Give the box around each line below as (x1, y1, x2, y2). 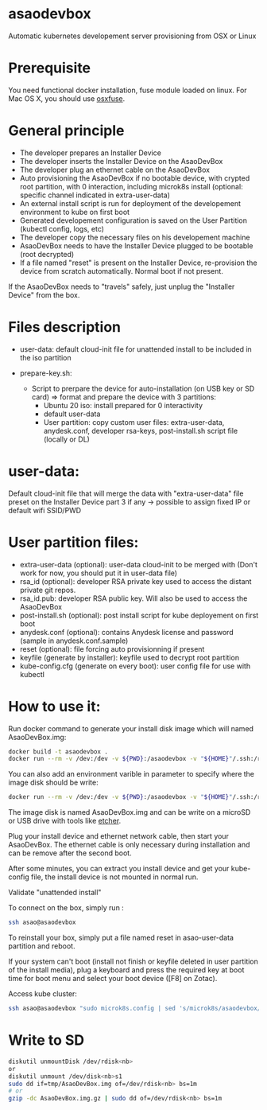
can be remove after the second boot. (8, 848, 133, 858)
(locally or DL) (43, 434, 90, 444)
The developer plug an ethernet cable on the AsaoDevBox (19, 165, 211, 174)
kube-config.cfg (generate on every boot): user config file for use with (19, 661, 251, 671)
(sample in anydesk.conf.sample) (19, 636, 129, 645)
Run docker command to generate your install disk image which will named (8, 723, 254, 733)
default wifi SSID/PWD (8, 505, 82, 515)
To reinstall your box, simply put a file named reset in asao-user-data (8, 933, 234, 943)
